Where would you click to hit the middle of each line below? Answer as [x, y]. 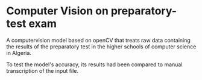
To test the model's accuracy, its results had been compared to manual [94, 64]
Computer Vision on [57, 11]
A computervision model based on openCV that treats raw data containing [99, 40]
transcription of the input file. [42, 70]
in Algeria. [19, 53]
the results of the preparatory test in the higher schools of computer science [101, 47]
